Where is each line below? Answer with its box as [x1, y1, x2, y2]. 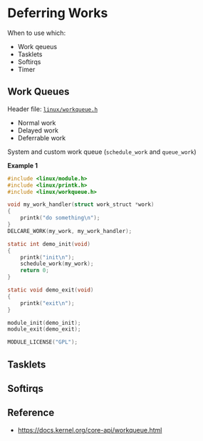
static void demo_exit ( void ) [7, 286, 94, 294]
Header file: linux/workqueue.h [7, 105, 98, 113]
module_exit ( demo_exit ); [7, 326, 81, 333]
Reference [7, 407, 55, 419]
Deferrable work [17, 133, 66, 142]
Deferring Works [7, 5, 108, 21]
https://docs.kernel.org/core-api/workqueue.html [17, 425, 162, 434]
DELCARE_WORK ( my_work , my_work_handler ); [7, 227, 132, 234]
